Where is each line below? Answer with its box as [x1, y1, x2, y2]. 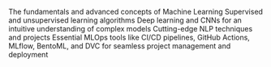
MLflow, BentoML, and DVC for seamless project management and [8, 41, 231, 51]
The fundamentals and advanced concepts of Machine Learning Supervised [8, 7, 264, 16]
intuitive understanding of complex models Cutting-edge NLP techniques [8, 24, 253, 33]
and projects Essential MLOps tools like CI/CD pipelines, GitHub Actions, [8, 32, 250, 42]
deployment [8, 50, 49, 59]
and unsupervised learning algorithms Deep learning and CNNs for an [8, 15, 242, 25]
